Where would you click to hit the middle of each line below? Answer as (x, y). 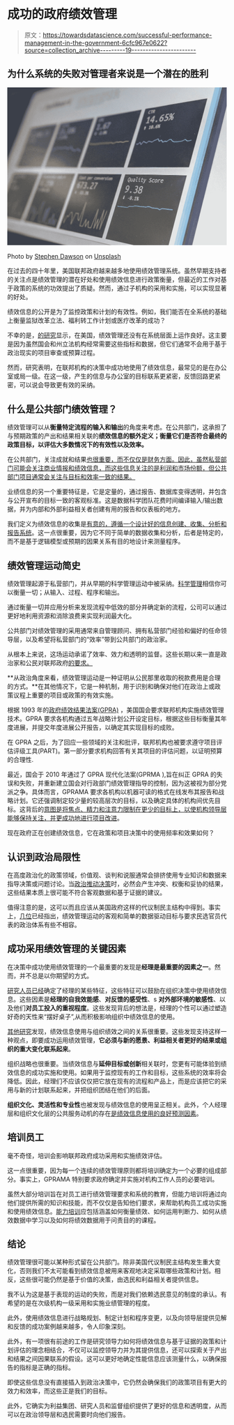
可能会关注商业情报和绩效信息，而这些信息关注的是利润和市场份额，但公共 (120, 468)
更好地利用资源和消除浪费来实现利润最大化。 (71, 616)
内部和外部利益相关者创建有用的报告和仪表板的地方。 (108, 509)
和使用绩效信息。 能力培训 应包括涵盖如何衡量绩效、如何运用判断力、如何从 (114, 1211)
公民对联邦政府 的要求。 (59, 663)
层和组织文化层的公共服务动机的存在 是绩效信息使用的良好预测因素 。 (105, 1113)
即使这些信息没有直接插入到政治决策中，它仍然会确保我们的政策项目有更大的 (117, 1382)
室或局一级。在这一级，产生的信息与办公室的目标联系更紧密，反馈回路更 (111, 376)
